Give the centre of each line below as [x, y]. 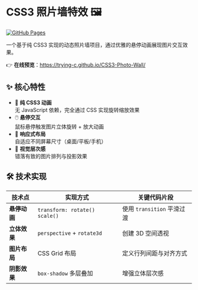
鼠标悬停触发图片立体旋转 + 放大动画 [59, 126]
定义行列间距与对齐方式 [155, 253]
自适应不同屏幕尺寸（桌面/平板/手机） [60, 141]
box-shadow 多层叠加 [65, 273]
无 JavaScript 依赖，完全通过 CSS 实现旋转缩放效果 [77, 109]
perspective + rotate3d [70, 233]
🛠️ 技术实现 [27, 177]
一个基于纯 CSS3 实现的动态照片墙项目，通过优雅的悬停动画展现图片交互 [94, 44]
